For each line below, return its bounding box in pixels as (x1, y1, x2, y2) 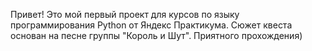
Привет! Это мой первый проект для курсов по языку (10, 9, 240, 20)
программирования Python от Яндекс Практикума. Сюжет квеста (10, 19, 293, 31)
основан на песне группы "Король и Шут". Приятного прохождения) (10, 30, 303, 41)
